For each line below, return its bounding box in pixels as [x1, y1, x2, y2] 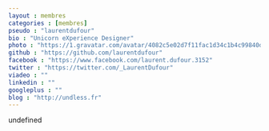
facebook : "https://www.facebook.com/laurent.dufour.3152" [8, 57, 214, 65]
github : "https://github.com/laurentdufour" [8, 49, 163, 57]
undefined [8, 115, 42, 125]
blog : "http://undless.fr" [8, 93, 102, 101]
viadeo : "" [8, 71, 48, 79]
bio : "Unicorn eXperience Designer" [8, 34, 134, 42]
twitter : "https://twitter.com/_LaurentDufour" [8, 64, 174, 72]
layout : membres [8, 11, 66, 20]
